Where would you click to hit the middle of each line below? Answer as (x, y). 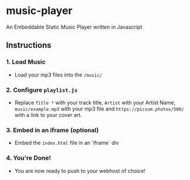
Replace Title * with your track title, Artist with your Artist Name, (95, 102)
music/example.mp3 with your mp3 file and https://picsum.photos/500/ (99, 109)
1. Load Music (26, 62)
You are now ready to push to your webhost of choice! (80, 171)
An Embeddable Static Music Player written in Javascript (74, 27)
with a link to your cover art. (48, 115)
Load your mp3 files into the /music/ (58, 75)
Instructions (29, 45)
